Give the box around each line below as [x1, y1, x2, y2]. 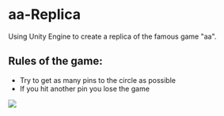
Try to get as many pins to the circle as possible [19, 75, 177, 84]
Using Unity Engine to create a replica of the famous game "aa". [8, 32, 217, 41]
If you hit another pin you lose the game [19, 84, 150, 93]
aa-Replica [8, 6, 82, 24]
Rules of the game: [8, 54, 103, 68]
